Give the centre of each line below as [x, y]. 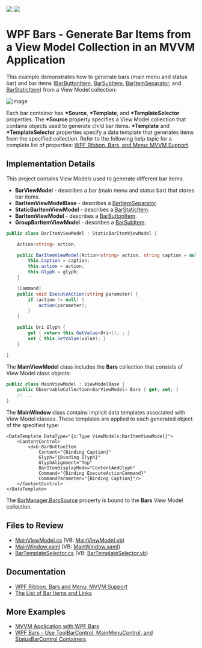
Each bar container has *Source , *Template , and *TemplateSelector [93, 113]
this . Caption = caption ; [59, 261]
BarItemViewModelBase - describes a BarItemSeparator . [86, 203]
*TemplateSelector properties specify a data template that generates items [100, 132]
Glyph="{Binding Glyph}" [69, 457]
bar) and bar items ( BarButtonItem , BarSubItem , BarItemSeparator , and [94, 83]
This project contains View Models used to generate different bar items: [95, 179]
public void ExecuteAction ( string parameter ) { [78, 294]
